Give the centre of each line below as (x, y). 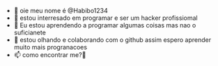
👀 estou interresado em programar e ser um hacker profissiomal (106, 18)
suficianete (30, 32)
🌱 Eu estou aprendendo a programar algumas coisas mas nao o (105, 25)
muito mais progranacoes (50, 47)
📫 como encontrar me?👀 (50, 55)
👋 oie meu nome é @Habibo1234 (61, 11)
